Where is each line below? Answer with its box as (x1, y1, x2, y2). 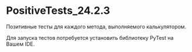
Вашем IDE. (6, 40, 35, 47)
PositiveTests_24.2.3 (6, 4, 110, 17)
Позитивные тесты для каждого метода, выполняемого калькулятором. (6, 23, 186, 30)
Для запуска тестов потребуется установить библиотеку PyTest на (6, 34, 174, 41)
